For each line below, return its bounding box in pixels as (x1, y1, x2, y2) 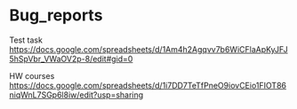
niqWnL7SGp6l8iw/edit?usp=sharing (9, 90, 144, 100)
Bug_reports (9, 5, 103, 26)
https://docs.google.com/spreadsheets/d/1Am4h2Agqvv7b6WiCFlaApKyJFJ (9, 43, 288, 54)
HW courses (9, 70, 55, 81)
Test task (9, 35, 43, 45)
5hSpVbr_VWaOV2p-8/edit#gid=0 (9, 53, 133, 64)
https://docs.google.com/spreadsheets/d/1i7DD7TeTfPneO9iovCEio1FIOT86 (9, 80, 287, 90)
